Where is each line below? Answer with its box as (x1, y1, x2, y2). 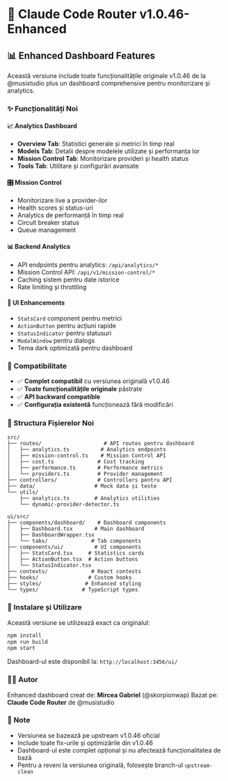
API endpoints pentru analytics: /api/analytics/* (17, 261, 158, 269)
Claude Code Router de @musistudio (7, 698, 115, 706)
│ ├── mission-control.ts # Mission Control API (7, 452, 167, 459)
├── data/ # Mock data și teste (7, 483, 157, 490)
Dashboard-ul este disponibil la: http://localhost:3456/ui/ (7, 658, 178, 666)
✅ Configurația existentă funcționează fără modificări (17, 401, 174, 409)
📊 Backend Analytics (7, 242, 71, 250)
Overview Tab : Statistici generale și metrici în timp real (17, 139, 175, 148)
